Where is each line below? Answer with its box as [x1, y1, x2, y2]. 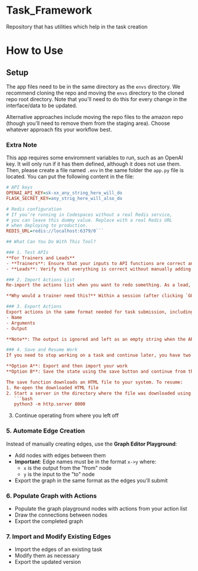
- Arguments [6, 320, 35, 326]
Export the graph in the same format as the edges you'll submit [14, 477, 168, 484]
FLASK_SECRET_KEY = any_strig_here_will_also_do [6, 195, 123, 201]
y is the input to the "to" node [23, 470, 95, 478]
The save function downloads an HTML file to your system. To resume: [6, 379, 183, 385]
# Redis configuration [6, 206, 62, 212]
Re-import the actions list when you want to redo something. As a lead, [6, 282, 192, 288]
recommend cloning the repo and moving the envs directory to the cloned [6, 89, 184, 96]
